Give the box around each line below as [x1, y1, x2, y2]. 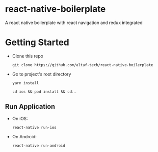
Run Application [5, 102, 55, 111]
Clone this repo [12, 53, 43, 59]
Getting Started [5, 37, 70, 48]
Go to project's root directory [12, 71, 71, 77]
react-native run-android [12, 143, 65, 148]
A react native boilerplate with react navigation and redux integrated [5, 20, 143, 25]
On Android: [12, 133, 37, 139]
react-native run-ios [12, 125, 56, 130]
